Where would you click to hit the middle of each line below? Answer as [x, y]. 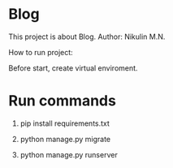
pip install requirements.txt [65, 123]
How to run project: [41, 52]
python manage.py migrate [65, 139]
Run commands [62, 101]
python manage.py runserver [69, 154]
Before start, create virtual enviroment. [73, 68]
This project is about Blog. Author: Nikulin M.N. [87, 37]
